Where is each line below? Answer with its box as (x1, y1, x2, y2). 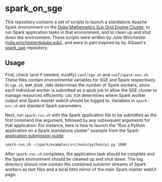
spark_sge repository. (5, 45, 48, 50)
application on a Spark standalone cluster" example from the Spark (5, 127, 139, 133)
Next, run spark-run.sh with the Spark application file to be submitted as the (5, 112, 157, 118)
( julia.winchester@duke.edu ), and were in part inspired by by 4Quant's (5, 39, 146, 45)
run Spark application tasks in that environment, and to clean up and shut (5, 29, 151, 35)
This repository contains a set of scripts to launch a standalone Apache (5, 19, 147, 25)
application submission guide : (5, 132, 65, 138)
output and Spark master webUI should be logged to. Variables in (5, 98, 135, 103)
